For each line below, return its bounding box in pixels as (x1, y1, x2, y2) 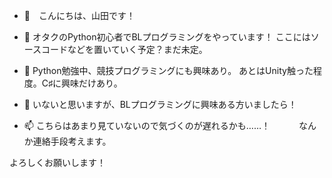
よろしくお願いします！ (9, 157, 106, 168)
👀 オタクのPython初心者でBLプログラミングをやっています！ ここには (23, 31, 311, 43)
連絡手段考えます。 (32, 135, 112, 147)
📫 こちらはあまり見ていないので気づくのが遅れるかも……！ (23, 120, 271, 131)
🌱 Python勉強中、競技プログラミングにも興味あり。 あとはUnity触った (23, 65, 314, 76)
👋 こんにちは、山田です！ (23, 10, 136, 21)
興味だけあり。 (61, 77, 123, 89)
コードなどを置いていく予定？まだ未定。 (41, 44, 208, 55)
